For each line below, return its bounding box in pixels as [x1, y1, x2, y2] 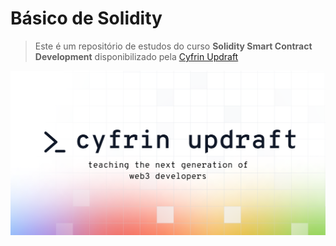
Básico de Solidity [10, 7, 163, 30]
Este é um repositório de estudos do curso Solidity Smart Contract [34, 40, 313, 52]
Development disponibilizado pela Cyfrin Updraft [34, 50, 239, 62]
